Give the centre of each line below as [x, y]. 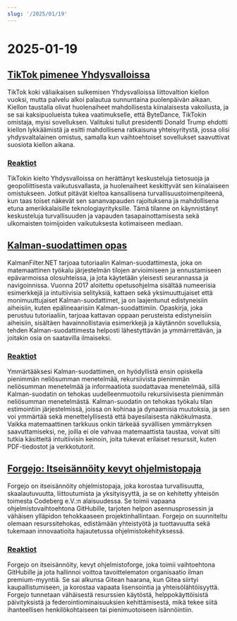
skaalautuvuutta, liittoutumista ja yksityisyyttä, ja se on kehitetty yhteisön [113, 493]
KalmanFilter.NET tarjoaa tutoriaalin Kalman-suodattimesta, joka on [105, 262]
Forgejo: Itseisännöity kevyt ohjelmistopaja [104, 469]
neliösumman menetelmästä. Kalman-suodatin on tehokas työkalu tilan [110, 402]
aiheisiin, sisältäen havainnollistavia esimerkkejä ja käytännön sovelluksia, [115, 323]
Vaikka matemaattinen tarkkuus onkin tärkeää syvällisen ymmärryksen [110, 424]
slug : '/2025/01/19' [38, 14]
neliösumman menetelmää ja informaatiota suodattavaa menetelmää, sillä [114, 387]
